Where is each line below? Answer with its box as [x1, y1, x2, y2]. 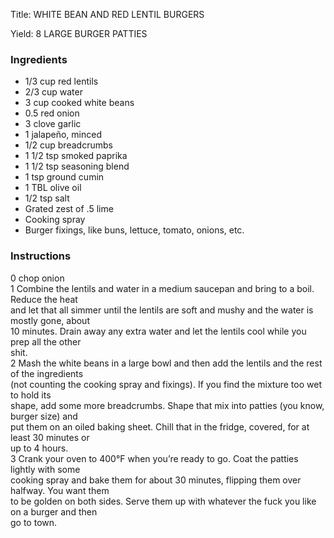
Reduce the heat [10, 293, 78, 305]
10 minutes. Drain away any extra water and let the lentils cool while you [10, 325, 307, 337]
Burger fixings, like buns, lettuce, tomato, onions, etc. [24, 224, 245, 236]
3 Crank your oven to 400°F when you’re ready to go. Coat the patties [10, 452, 299, 464]
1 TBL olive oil [24, 182, 82, 194]
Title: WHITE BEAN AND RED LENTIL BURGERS [10, 9, 205, 20]
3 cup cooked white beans [24, 97, 135, 109]
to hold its [10, 389, 52, 401]
